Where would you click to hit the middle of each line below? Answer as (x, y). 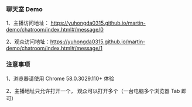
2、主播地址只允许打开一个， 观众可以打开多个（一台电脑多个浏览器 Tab (93, 91)
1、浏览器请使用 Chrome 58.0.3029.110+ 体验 (60, 78)
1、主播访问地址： (28, 23)
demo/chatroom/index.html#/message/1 (54, 49)
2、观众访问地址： (28, 42)
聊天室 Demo (24, 9)
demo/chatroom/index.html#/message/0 (55, 30)
